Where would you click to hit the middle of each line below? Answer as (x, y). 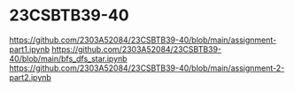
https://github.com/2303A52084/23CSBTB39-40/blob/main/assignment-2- (147, 68)
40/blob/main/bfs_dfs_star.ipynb (68, 58)
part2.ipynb (30, 77)
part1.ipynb (30, 49)
